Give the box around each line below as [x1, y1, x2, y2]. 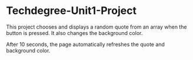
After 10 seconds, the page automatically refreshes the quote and [6, 41, 165, 48]
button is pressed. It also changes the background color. [6, 29, 143, 36]
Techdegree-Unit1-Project [6, 4, 137, 17]
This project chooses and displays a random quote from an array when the [6, 23, 187, 30]
